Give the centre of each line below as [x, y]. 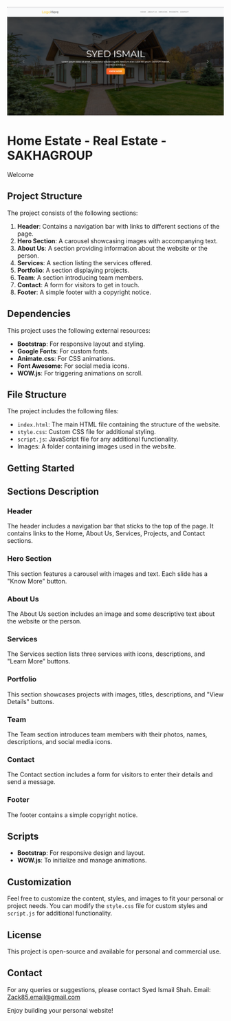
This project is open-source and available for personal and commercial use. [114, 951]
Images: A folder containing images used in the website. [97, 446]
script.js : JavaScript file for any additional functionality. [98, 439]
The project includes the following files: [63, 411]
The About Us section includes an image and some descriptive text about [111, 614]
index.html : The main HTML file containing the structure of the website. [119, 424]
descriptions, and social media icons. [60, 741]
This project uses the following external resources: [79, 330]
